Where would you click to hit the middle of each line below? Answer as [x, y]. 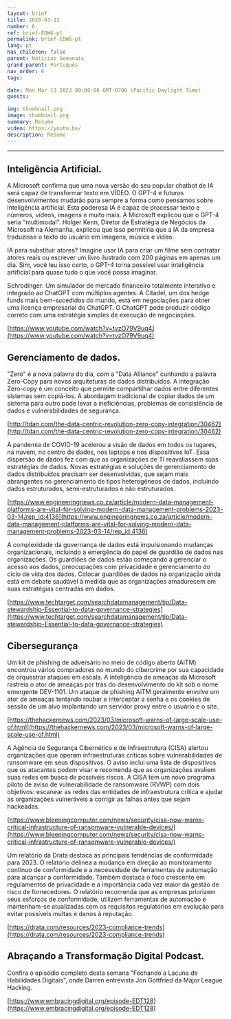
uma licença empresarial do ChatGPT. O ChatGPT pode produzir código [109, 308]
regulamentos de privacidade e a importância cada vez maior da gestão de [113, 884]
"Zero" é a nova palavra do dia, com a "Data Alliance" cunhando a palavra [112, 374]
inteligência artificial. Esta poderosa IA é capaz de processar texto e [103, 208]
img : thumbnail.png [35, 109]
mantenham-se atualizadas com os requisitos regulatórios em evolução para [115, 906]
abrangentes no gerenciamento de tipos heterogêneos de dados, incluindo [113, 482]
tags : [15, 78]
